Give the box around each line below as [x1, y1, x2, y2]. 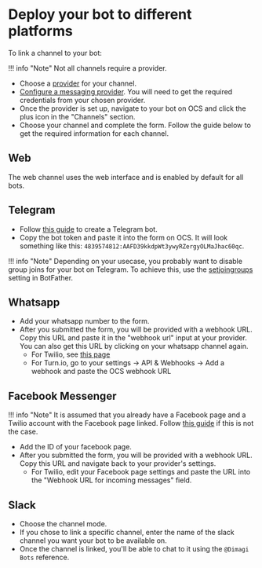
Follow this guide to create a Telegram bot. [19, 224, 158, 233]
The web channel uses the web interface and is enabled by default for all [8, 172, 244, 181]
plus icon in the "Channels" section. [19, 112, 136, 121]
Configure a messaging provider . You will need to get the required [19, 86, 233, 96]
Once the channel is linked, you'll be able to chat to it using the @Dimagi [19, 544, 249, 553]
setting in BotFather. [8, 273, 73, 282]
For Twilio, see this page [31, 350, 111, 359]
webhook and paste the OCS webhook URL [31, 367, 172, 376]
